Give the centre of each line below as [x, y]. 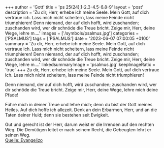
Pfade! [12, 95]
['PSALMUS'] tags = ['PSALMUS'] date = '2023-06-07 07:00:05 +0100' [78, 38]
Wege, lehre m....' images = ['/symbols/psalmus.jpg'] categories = [72, 33]
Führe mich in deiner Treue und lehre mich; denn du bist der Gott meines [79, 104]
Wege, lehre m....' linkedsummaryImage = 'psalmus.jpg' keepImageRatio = [81, 64]
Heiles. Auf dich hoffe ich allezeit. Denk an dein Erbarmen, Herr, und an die [81, 110]
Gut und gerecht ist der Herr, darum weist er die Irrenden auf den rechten [80, 124]
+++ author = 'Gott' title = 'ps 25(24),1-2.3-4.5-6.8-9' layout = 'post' [74, 7]
